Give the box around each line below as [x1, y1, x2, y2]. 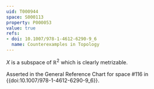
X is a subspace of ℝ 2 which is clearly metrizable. [6, 57, 128, 65]
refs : [6, 31, 20, 37]
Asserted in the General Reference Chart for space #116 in [6, 70, 149, 77]
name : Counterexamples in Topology [11, 42, 100, 48]
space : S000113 [6, 14, 44, 20]
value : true [6, 25, 36, 31]
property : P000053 [6, 19, 52, 25]
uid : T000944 [6, 8, 39, 15]
